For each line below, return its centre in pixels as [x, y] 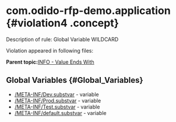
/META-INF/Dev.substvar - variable [57, 94]
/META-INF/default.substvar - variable [60, 113]
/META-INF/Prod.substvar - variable [58, 100]
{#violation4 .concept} [63, 23]
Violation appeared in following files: [50, 50]
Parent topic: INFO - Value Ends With [50, 62]
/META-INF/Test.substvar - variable [57, 107]
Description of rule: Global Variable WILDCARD [62, 39]
